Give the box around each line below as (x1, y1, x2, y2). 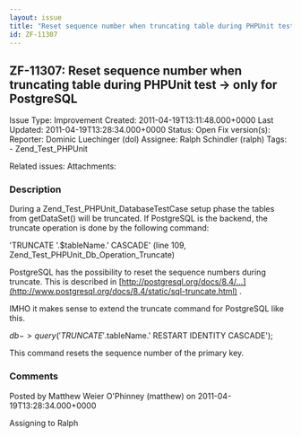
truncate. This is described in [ (9, 276, 123, 287)
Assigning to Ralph (9, 417, 79, 428)
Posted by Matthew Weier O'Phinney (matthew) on (9, 390, 196, 401)
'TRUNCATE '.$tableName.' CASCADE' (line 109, (9, 240, 186, 251)
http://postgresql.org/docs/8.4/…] (121, 276, 246, 287)
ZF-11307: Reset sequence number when (9, 63, 243, 78)
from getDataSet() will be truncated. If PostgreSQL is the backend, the (9, 213, 269, 224)
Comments (9, 370, 58, 382)
